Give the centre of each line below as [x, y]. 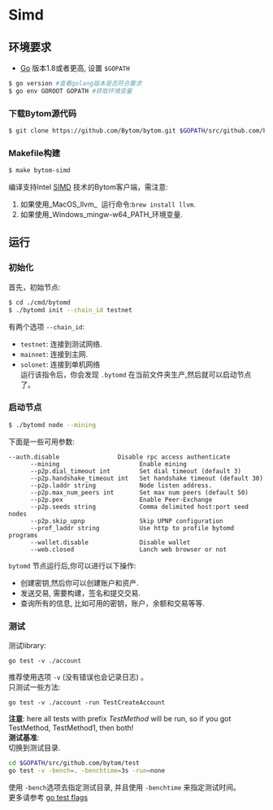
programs [23, 535]
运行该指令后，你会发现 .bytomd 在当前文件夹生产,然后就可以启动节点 [136, 374]
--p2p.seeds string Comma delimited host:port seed [139, 507]
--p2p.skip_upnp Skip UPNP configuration [126, 521]
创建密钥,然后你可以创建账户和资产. [79, 582]
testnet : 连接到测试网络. [61, 344]
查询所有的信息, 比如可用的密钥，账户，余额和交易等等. [112, 603]
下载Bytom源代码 [43, 113]
